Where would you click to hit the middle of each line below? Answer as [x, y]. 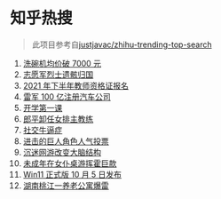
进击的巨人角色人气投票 [66, 141]
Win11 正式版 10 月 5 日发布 [72, 174]
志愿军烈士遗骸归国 [58, 74]
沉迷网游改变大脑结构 [62, 152]
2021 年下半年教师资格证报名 [76, 85]
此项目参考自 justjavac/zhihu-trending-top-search [122, 44]
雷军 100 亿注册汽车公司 [67, 96]
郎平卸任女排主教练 [58, 119]
